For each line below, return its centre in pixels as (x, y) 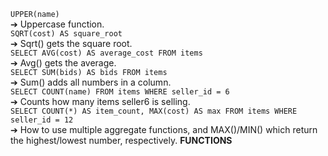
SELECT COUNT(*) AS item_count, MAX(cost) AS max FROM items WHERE (154, 111)
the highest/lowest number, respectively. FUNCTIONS (121, 140)
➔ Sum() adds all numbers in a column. (91, 82)
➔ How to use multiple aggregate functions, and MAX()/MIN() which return (164, 129)
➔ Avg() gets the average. (63, 63)
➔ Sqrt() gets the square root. (71, 43)
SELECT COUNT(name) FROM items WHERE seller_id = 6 (120, 92)
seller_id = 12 (42, 120)
